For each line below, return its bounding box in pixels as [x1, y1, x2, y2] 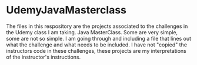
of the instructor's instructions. [6, 53, 81, 60]
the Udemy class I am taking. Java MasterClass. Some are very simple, [6, 28, 178, 35]
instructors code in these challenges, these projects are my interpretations [6, 47, 187, 54]
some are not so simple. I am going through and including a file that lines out [6, 35, 192, 42]
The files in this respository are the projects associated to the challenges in [6, 23, 188, 30]
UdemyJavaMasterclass [6, 3, 127, 17]
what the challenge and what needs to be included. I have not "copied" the [6, 41, 187, 48]
